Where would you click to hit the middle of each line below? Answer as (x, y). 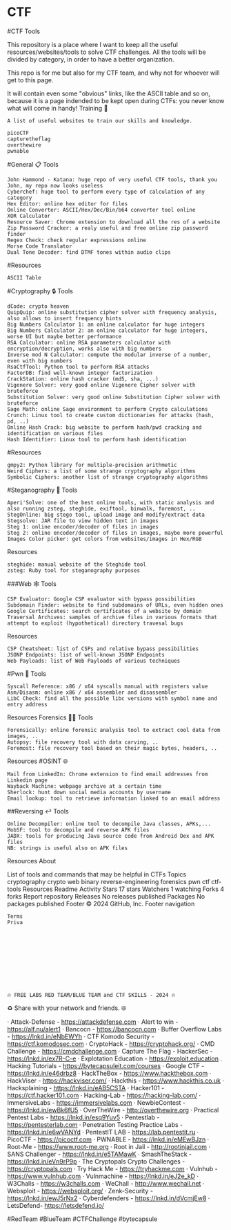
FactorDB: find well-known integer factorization (80, 373)
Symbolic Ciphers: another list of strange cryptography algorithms (108, 477)
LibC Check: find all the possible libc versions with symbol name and (112, 698)
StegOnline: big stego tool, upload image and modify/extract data (106, 515)
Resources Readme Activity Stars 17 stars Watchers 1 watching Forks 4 (123, 889)
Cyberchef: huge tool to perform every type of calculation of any (106, 192)
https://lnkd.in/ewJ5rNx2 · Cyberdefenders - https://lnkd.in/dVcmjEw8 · (109, 1198)
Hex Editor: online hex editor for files (68, 204)
